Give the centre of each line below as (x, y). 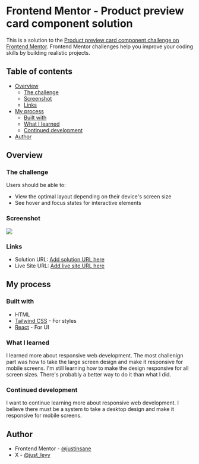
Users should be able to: (36, 185)
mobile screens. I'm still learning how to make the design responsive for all (97, 368)
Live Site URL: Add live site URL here (60, 266)
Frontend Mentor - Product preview (95, 11)
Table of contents (39, 72)
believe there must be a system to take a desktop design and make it (90, 409)
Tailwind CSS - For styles (46, 320)
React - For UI (32, 327)
